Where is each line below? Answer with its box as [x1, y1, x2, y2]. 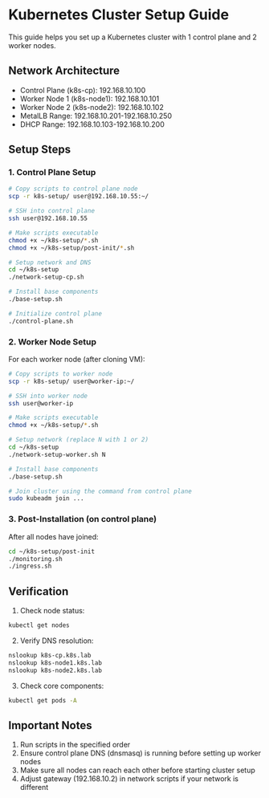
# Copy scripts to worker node [8, 369, 113, 378]
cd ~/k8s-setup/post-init [8, 548, 95, 556]
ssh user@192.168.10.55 [8, 214, 88, 222]
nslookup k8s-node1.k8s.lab [8, 658, 103, 667]
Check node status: [19, 606, 85, 616]
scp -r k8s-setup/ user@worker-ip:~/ [8, 377, 135, 385]
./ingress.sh [8, 562, 52, 571]
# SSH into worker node [8, 392, 88, 400]
